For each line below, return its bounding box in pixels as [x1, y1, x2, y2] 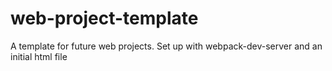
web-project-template [10, 7, 199, 30]
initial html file [10, 50, 68, 62]
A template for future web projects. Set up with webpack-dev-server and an [10, 40, 323, 52]
